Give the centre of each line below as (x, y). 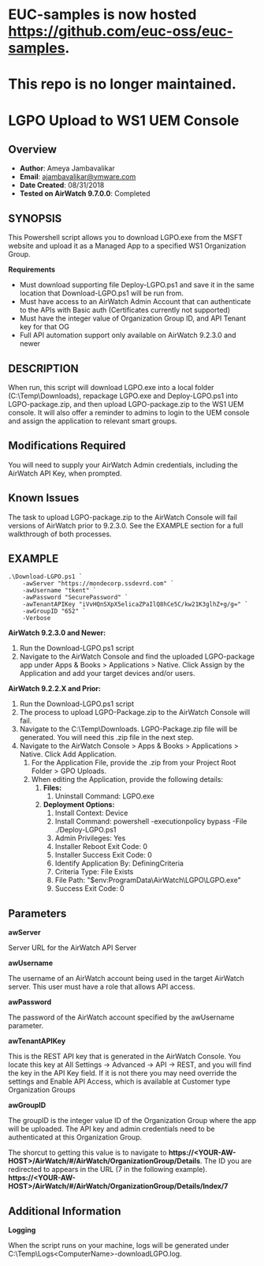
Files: (52, 788)
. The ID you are (226, 1161)
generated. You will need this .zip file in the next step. (106, 738)
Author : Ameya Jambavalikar (67, 168)
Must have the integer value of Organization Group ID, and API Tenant (133, 318)
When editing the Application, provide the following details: (127, 780)
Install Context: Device (91, 813)
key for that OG (44, 327)
